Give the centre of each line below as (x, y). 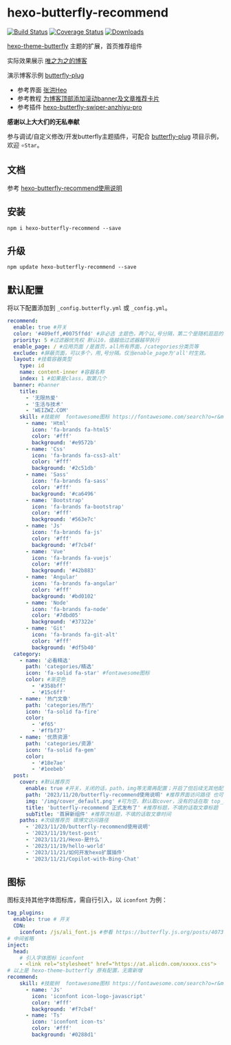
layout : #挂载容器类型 (43, 360)
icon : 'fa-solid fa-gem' (61, 750)
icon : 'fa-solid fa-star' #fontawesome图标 (87, 673)
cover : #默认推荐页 (45, 782)
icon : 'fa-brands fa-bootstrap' (78, 507)
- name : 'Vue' (46, 551)
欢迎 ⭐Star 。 (25, 145)
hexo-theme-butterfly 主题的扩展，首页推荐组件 (75, 45)
